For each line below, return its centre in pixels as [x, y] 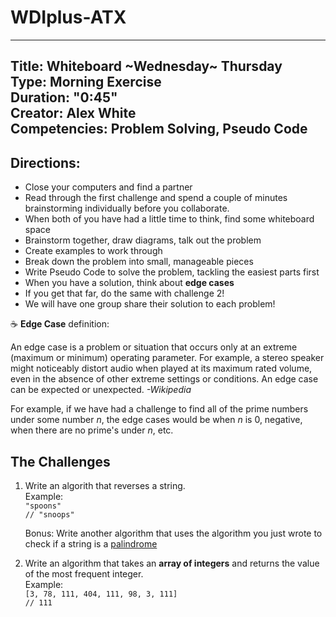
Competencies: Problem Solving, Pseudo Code [159, 129]
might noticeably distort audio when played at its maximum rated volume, [161, 368]
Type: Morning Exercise [86, 82]
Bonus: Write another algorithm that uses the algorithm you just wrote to [173, 533]
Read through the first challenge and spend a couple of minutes [156, 198]
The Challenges [60, 461]
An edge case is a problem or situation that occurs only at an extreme [154, 347]
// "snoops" [49, 514]
